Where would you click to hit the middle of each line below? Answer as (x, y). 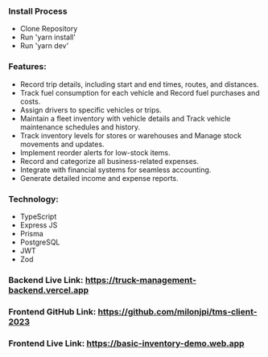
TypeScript (38, 216)
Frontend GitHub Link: (52, 311)
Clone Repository (49, 29)
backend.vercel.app (49, 289)
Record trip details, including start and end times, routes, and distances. (139, 84)
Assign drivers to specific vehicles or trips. (91, 109)
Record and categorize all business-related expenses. (109, 161)
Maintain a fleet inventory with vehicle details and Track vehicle (125, 118)
